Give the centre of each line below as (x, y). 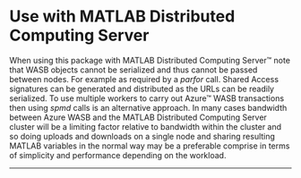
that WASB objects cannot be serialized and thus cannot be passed (133, 70)
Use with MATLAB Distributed (122, 17)
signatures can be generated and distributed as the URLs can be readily (142, 89)
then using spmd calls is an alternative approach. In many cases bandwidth (148, 107)
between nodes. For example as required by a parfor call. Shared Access (144, 79)
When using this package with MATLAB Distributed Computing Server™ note (150, 60)
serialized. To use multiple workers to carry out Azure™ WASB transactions (147, 98)
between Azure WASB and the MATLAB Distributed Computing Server (138, 117)
